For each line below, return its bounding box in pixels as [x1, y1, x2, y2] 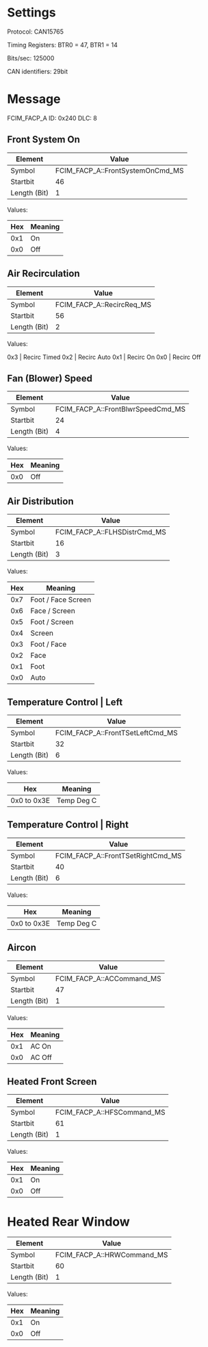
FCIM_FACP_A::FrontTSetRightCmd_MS [55, 851, 183, 861]
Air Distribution [7, 495, 74, 507]
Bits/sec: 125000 [7, 53, 55, 62]
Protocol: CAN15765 [7, 27, 64, 36]
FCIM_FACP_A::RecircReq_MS [55, 299, 152, 309]
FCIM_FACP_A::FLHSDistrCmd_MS [55, 528, 166, 537]
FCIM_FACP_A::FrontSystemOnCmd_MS [55, 166, 184, 175]
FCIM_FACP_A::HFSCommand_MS [55, 1108, 166, 1117]
